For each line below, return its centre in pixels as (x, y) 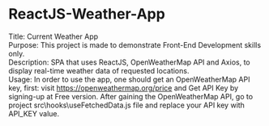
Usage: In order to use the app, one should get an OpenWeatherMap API (129, 79)
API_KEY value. (34, 113)
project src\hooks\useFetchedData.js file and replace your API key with (127, 105)
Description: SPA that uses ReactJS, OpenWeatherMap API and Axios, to (129, 62)
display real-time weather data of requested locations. (99, 70)
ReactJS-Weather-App (87, 14)
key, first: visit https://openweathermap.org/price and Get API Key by (124, 88)
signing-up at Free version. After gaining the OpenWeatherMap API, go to (131, 96)
